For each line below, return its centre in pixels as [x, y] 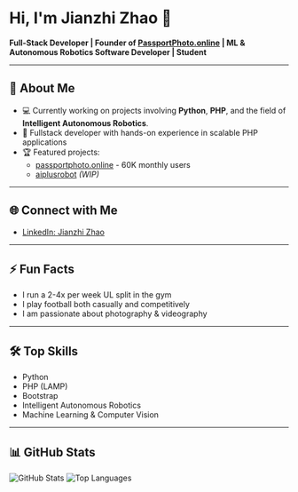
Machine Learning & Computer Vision [90, 415]
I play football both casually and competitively [106, 305]
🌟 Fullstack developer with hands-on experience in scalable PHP [140, 132]
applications [44, 142]
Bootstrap [40, 396]
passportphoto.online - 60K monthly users [113, 164]
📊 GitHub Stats [52, 452]
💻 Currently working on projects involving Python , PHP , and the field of [154, 110]
